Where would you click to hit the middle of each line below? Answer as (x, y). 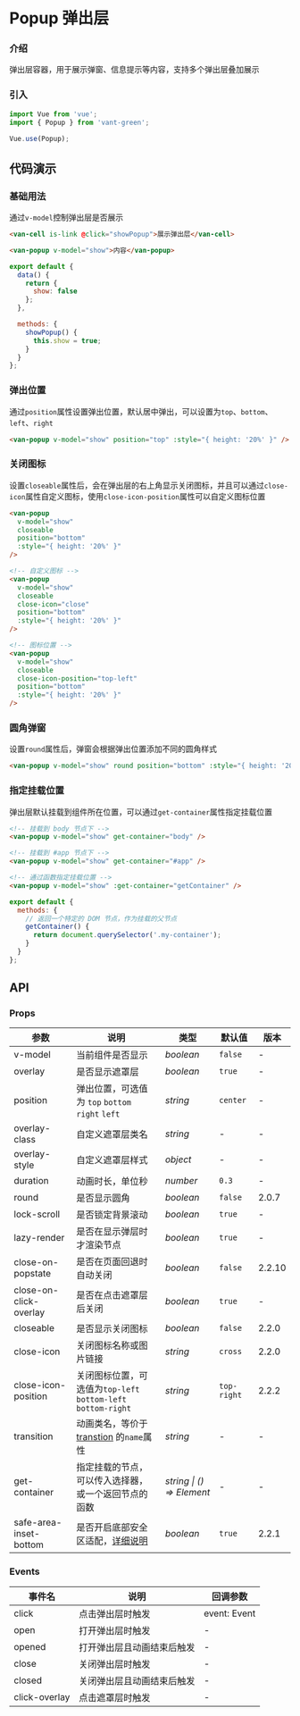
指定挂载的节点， (112, 1468)
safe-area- (38, 1522)
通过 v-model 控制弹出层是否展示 (67, 218)
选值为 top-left (108, 1389)
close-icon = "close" (54, 604)
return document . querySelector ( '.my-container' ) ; (127, 935)
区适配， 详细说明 (112, 1541)
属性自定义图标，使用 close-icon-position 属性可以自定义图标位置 (146, 496)
